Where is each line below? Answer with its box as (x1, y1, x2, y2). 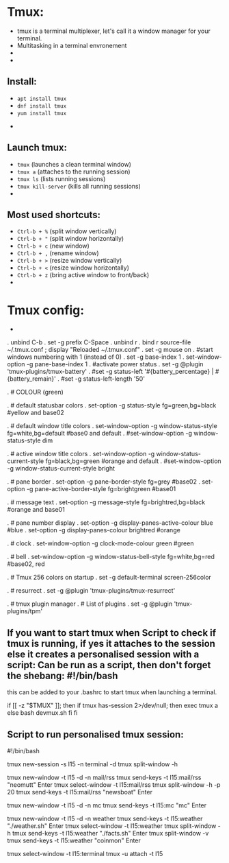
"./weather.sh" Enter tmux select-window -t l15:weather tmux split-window (7, 821, 217, 830)
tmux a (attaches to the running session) (16, 167, 131, 176)
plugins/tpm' (7, 607, 43, 615)
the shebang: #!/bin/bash (7, 670, 118, 681)
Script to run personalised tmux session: (7, 729, 184, 740)
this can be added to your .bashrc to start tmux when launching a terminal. (7, 688, 217, 696)
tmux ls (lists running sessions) (16, 174, 106, 182)
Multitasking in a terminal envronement (16, 41, 127, 49)
